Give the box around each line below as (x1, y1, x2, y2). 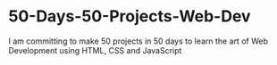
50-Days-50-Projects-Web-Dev (8, 6, 251, 27)
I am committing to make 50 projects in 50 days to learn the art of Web (8, 36, 269, 46)
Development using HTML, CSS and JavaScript (8, 45, 182, 55)
